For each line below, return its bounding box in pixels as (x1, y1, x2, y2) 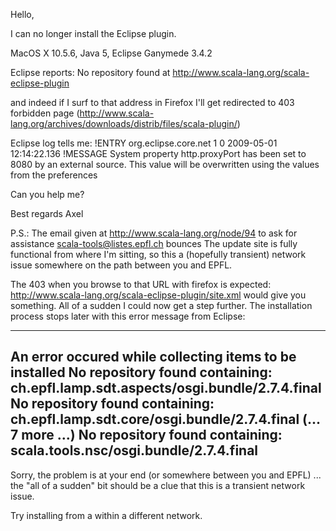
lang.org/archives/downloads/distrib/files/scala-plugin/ (10, 118, 238, 129)
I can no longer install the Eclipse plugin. (10, 28, 177, 39)
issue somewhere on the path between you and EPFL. (10, 259, 233, 271)
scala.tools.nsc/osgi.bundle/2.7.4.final (10, 442, 259, 459)
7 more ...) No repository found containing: (10, 427, 283, 444)
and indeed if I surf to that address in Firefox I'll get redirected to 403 (10, 97, 295, 108)
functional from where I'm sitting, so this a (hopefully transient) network (10, 249, 307, 260)
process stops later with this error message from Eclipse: (10, 310, 246, 322)
